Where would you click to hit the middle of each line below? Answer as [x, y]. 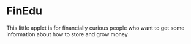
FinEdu [24, 11]
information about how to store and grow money [67, 34]
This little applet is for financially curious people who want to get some [95, 28]
